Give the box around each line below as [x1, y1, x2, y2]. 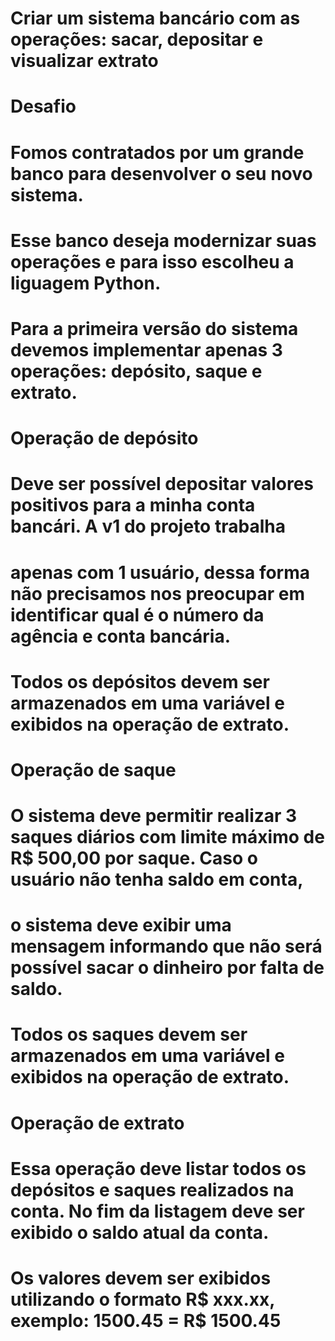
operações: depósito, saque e [10, 360, 263, 382]
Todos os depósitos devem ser [10, 670, 270, 693]
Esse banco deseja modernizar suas [10, 229, 317, 252]
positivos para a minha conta [10, 494, 256, 517]
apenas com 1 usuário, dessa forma [10, 561, 311, 584]
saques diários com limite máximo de [10, 826, 325, 849]
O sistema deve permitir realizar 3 [10, 805, 298, 827]
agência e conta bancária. [10, 625, 232, 647]
